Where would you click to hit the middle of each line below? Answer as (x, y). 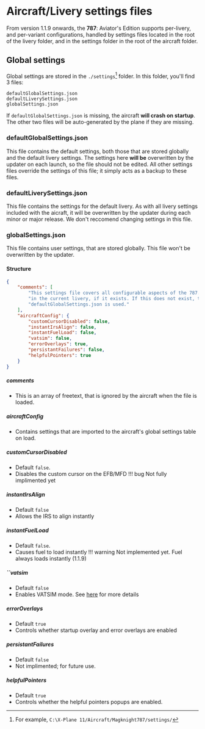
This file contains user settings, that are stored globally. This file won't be (99, 248)
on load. (25, 438)
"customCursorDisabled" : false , (70, 321)
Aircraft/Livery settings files (79, 11)
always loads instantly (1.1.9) (51, 559)
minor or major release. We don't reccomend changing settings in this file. (99, 219)
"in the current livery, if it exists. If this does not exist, (112, 299)
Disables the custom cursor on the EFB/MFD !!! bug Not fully (91, 474)
